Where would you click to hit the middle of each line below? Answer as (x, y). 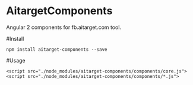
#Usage (16, 60)
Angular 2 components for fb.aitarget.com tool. (64, 27)
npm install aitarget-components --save (57, 49)
